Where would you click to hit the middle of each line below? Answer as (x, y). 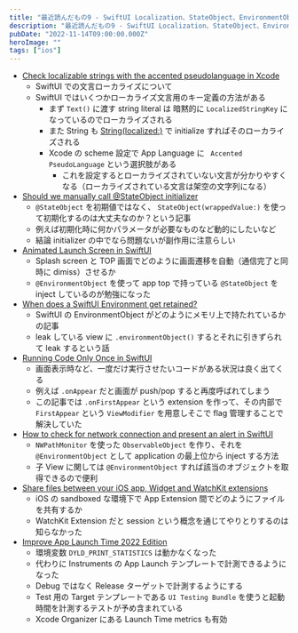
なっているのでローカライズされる (110, 120)
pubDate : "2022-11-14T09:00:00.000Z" (79, 34)
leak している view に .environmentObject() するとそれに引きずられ (158, 337)
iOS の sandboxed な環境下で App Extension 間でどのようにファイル (160, 499)
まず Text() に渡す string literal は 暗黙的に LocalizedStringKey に (168, 108)
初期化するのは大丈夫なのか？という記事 (117, 218)
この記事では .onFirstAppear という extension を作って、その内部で (159, 402)
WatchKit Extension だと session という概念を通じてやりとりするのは (162, 521)
